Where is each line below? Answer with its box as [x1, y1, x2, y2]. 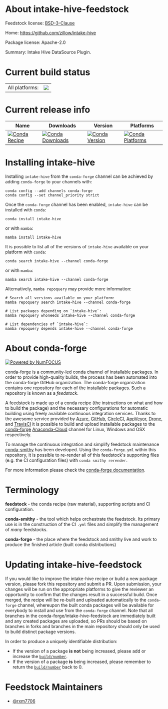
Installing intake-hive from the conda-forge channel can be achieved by [5, 173, 153, 179]
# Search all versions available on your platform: [5, 295, 115, 300]
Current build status [5, 66, 90, 78]
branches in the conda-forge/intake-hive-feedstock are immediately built [5, 613, 156, 619]
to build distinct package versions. [5, 629, 76, 635]
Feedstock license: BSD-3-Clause [5, 20, 75, 26]
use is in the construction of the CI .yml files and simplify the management [5, 521, 158, 527]
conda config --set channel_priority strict [5, 192, 99, 198]
